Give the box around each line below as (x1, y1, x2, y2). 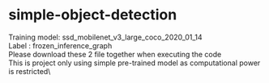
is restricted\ (8, 66, 51, 76)
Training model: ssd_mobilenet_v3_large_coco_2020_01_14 (8, 32, 203, 42)
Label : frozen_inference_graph (8, 40, 113, 50)
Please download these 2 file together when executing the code (8, 49, 222, 59)
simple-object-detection (8, 6, 177, 24)
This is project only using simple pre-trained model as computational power (8, 58, 261, 68)
